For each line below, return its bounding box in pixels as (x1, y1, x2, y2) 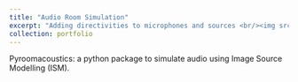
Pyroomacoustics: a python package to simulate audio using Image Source (9, 54, 283, 64)
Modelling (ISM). (9, 63, 70, 73)
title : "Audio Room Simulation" (9, 12, 129, 22)
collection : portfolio (9, 29, 93, 38)
